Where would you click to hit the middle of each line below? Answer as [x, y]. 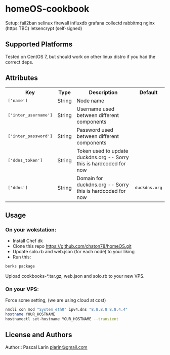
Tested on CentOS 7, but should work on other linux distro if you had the [80, 56]
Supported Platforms [39, 45]
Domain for [90, 178]
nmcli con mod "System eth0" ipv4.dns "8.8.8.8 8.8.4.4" [67, 310]
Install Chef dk [28, 241]
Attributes [22, 78]
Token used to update [102, 151]
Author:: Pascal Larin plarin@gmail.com [46, 347]
